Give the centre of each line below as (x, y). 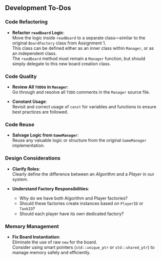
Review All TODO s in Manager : (40, 87)
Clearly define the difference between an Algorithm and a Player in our (83, 174)
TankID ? (27, 208)
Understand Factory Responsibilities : (50, 189)
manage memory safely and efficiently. (51, 252)
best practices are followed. (40, 112)
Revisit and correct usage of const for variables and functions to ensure (84, 106)
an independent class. (34, 53)
